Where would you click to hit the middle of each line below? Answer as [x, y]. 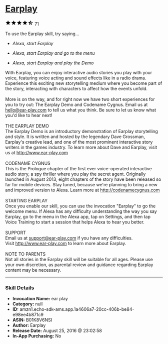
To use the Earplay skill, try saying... [42, 34]
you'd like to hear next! [29, 115]
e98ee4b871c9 [28, 315]
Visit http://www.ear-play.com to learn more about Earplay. [66, 243]
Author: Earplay [29, 325]
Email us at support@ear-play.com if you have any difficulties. [69, 238]
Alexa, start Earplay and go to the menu [53, 53]
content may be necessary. [33, 270]
